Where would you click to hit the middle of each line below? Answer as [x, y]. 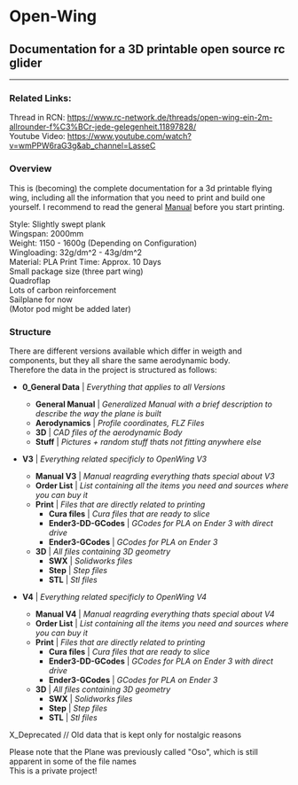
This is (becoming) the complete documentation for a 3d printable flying [141, 188]
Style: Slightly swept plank [58, 224]
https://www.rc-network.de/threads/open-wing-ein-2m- [170, 118]
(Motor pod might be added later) [70, 308]
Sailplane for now [41, 299]
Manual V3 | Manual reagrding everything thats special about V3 [155, 476]
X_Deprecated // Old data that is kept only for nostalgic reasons [125, 734]
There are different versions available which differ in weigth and [125, 351]
